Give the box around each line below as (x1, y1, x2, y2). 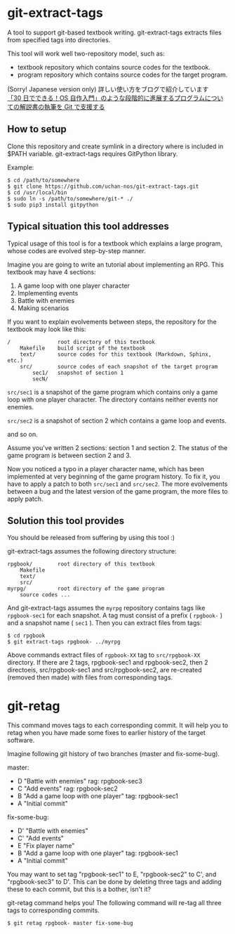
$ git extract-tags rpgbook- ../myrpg (7, 639, 121, 646)
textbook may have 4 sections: (7, 267, 96, 276)
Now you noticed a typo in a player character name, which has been (7, 464, 205, 473)
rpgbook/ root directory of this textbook (7, 561, 156, 568)
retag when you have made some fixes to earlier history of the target (7, 729, 206, 737)
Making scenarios (17, 304, 69, 312)
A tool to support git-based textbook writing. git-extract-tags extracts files (7, 28, 222, 37)
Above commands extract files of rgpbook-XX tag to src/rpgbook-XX (7, 651, 201, 659)
